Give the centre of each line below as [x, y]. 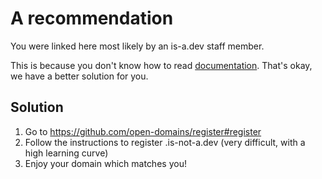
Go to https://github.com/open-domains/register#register [143, 131]
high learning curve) [66, 153]
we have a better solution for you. [79, 76]
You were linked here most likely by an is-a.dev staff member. [137, 46]
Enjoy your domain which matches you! [105, 163]
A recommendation [92, 18]
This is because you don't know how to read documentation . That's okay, [161, 65]
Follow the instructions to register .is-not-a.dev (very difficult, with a [165, 142]
